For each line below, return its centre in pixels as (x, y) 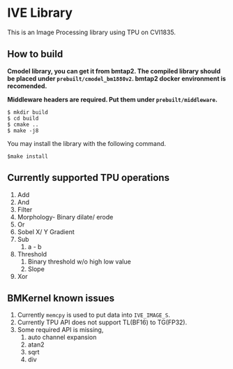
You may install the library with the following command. (87, 143)
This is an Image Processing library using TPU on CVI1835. (92, 32)
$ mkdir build (28, 112)
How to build (35, 54)
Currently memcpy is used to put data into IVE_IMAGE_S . (94, 315)
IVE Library (40, 13)
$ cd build (23, 118)
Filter (25, 209)
